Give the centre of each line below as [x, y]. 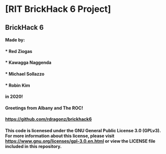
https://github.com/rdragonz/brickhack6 [49, 119]
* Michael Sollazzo [25, 74]
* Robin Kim [18, 85]
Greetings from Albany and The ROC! [44, 108]
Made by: [15, 40]
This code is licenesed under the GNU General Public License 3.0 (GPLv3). [83, 130]
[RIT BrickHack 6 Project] [58, 9]
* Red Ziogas [19, 51]
